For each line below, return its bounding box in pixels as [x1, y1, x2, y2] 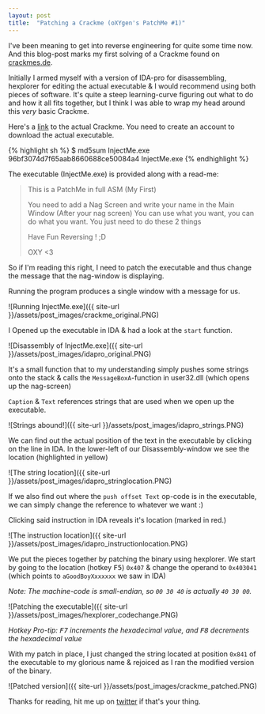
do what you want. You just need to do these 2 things [27, 217, 202, 226]
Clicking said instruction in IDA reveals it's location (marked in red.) [8, 515, 227, 524]
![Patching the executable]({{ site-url [8, 602, 128, 611]
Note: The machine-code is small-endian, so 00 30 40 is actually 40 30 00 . [8, 586, 252, 595]
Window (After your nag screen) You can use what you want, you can [27, 208, 255, 217]
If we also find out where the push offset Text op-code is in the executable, [8, 491, 257, 501]
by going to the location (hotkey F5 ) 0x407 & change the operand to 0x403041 [8, 562, 257, 572]
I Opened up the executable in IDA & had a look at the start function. [8, 325, 233, 334]
